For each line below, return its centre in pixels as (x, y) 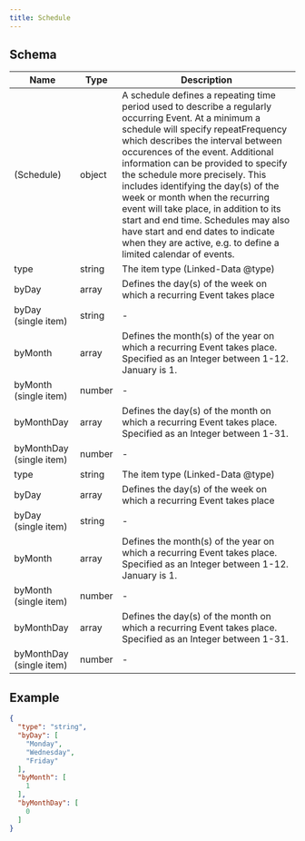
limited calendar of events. (178, 254)
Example (34, 697)
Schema (33, 55)
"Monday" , (44, 744)
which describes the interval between (202, 141)
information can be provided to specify (205, 163)
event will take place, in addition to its (202, 209)
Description (207, 80)
